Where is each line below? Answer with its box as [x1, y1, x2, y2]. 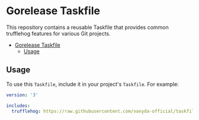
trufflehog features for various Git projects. [6, 30, 111, 37]
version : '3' [6, 92, 38, 98]
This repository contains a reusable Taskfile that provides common [6, 24, 169, 31]
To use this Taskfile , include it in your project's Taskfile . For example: [6, 80, 179, 87]
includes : [6, 102, 31, 109]
